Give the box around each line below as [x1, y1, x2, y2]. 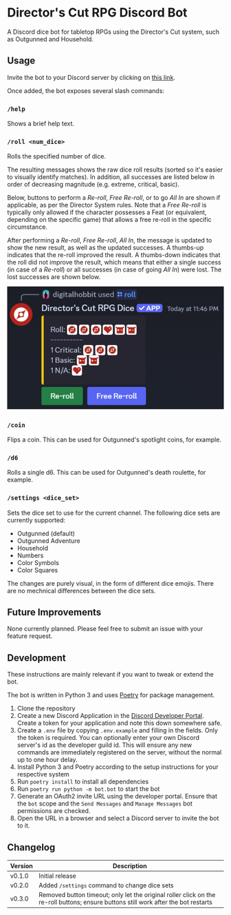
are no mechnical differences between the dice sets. [7, 586, 156, 595]
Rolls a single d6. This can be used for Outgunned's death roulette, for [7, 469, 206, 477]
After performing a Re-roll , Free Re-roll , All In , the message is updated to [7, 236, 212, 245]
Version [10, 861, 33, 870]
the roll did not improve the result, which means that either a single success [7, 258, 221, 267]
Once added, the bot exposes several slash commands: [7, 86, 165, 94]
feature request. [7, 632, 53, 640]
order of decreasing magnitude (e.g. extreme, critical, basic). [7, 181, 180, 189]
